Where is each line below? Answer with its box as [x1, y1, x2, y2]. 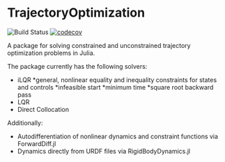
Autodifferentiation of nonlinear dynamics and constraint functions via [17, 132, 218, 140]
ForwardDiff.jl [17, 139, 56, 147]
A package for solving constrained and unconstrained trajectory [7, 41, 191, 49]
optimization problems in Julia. [7, 49, 95, 57]
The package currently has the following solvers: [7, 62, 148, 70]
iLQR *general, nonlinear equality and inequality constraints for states [17, 75, 217, 84]
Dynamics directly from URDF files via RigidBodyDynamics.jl [17, 147, 190, 155]
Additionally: [7, 118, 43, 127]
